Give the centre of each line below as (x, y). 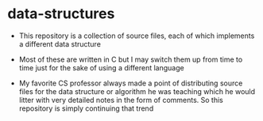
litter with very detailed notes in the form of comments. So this (121, 100)
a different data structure (60, 43)
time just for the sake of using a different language (101, 67)
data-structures (61, 14)
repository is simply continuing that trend (86, 108)
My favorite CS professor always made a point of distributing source (131, 83)
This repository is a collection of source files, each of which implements (137, 36)
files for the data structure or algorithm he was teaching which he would (137, 91)
